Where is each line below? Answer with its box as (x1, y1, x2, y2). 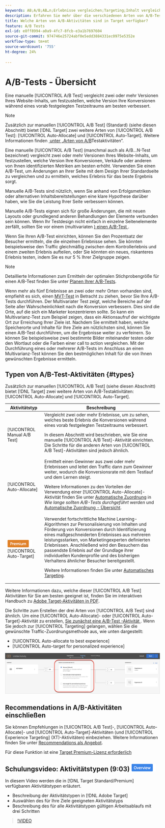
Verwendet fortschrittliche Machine (44, 516, 116, 522)
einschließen (5, 711, 46, 719)
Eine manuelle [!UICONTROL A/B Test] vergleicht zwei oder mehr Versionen (5, 92, 159, 98)
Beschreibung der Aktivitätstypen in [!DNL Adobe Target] (12, 793, 128, 798)
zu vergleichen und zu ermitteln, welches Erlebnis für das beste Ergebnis (5, 174, 153, 179)
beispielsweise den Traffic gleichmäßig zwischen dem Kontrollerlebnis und (5, 244, 157, 250)
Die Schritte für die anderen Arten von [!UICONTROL (44, 443, 151, 448)
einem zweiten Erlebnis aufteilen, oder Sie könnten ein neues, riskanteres (5, 249, 154, 255)
